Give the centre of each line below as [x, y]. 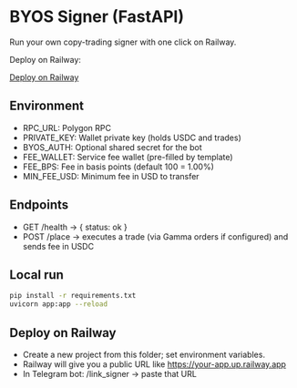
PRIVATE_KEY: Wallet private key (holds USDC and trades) [132, 138]
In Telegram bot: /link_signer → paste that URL [110, 373]
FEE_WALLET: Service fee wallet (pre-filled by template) [128, 157]
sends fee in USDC [58, 246]
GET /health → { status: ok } [75, 227]
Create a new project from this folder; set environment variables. [144, 354]
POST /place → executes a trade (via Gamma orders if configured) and [155, 236]
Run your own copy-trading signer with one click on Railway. [123, 42]
